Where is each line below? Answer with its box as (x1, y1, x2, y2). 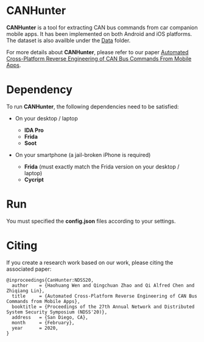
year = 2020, (12, 325, 59, 331)
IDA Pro (24, 126, 44, 134)
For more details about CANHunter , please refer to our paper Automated (6, 48, 189, 55)
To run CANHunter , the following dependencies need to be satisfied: (6, 103, 179, 110)
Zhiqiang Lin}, (6, 287, 45, 294)
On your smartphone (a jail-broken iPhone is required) (15, 151, 151, 158)
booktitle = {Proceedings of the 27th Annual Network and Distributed (12, 304, 195, 310)
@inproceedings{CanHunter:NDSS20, (6, 277, 94, 283)
